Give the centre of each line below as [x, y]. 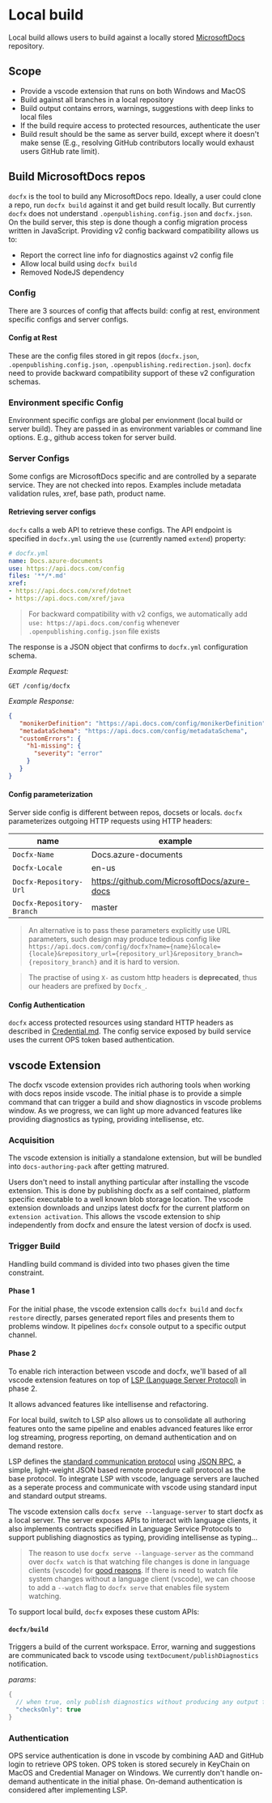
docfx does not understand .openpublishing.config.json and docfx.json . [131, 213]
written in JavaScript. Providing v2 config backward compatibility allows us [134, 230]
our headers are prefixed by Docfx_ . [87, 987]
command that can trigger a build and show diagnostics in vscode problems [135, 1102]
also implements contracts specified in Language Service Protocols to [125, 1529]
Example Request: [38, 671]
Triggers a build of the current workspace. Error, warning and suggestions [132, 1647]
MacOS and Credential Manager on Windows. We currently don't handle [129, 1773]
